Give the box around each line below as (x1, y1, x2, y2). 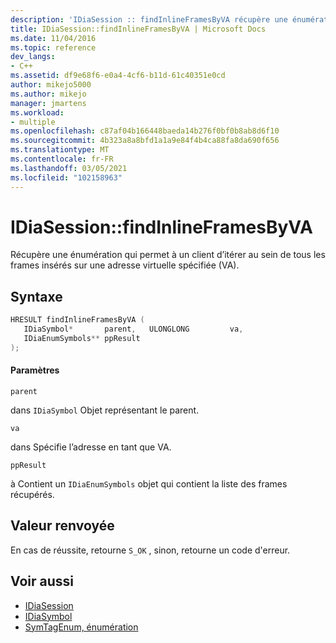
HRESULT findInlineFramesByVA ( (10, 315, 145, 325)
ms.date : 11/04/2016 (10, 33, 97, 43)
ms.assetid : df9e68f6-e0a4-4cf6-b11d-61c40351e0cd (10, 71, 226, 81)
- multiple (10, 117, 56, 127)
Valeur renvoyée (10, 517, 115, 535)
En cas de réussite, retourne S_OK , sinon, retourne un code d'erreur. (10, 544, 291, 556)
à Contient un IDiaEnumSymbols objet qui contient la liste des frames (10, 477, 288, 490)
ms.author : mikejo (10, 89, 87, 99)
